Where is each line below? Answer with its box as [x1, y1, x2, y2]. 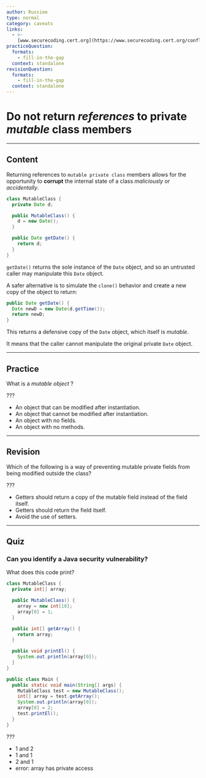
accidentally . [6, 183, 39, 191]
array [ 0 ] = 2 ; [17, 705, 53, 711]
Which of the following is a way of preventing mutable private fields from [6, 463, 190, 470]
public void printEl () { [12, 648, 75, 654]
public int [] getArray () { [12, 625, 81, 632]
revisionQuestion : [6, 66, 53, 72]
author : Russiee [6, 9, 48, 15]
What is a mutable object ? [6, 380, 74, 387]
